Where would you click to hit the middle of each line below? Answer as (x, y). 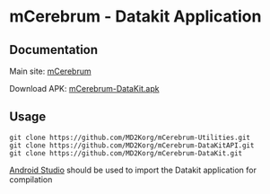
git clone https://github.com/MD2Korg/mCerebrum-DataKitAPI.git (132, 145)
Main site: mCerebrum (50, 71)
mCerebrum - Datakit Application (135, 17)
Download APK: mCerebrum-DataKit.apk (84, 88)
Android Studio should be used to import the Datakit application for (133, 170)
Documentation (54, 50)
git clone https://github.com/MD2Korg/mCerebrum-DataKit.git (126, 153)
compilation (31, 179)
